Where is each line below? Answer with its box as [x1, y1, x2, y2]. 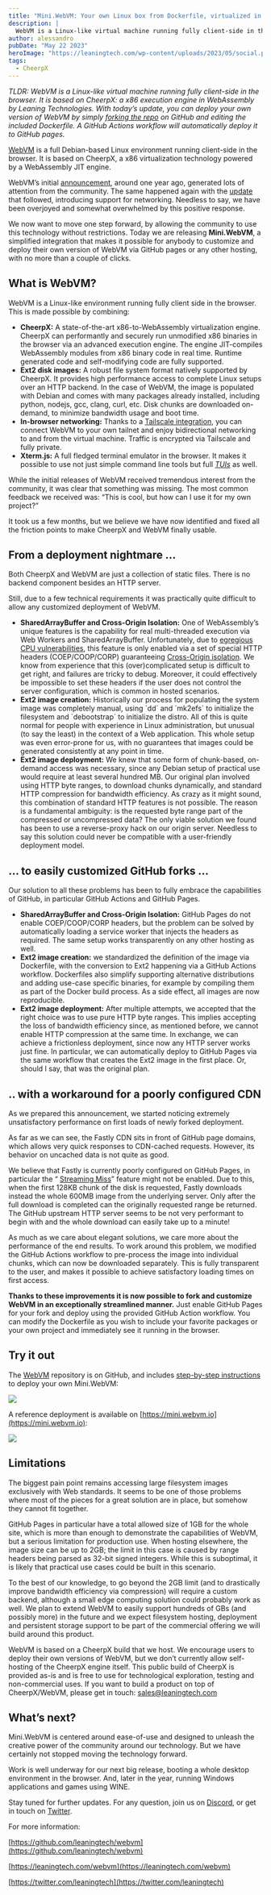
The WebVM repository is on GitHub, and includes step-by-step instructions [8, 1370, 261, 1380]
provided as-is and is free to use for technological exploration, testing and [8, 1670, 255, 1680]
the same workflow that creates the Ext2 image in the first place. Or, [19, 1056, 247, 1065]
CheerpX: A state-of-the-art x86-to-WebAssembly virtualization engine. [19, 322, 261, 331]
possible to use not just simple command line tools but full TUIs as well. [19, 459, 258, 469]
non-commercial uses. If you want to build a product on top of [8, 1679, 215, 1689]
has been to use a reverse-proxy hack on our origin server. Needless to [19, 823, 258, 833]
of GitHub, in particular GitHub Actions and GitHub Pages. [8, 894, 200, 904]
